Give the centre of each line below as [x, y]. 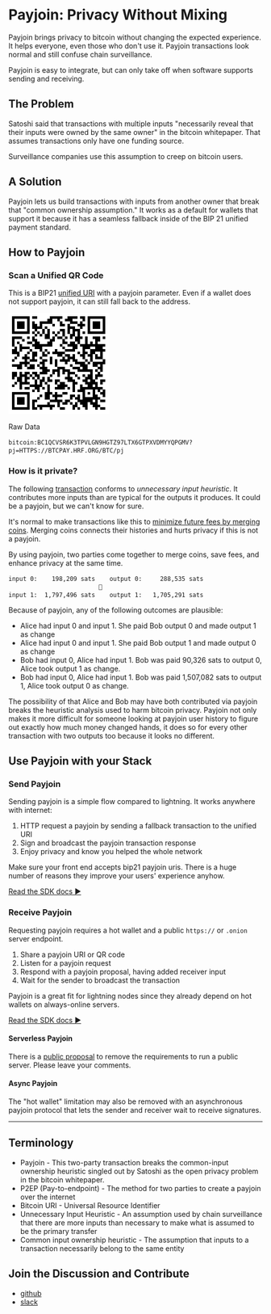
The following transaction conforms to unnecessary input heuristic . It [123, 489]
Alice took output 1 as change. [70, 668]
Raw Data [24, 427]
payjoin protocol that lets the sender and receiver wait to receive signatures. [135, 1110]
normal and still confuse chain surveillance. [81, 54]
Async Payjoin [33, 1084]
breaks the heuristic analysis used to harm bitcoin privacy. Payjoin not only [133, 710]
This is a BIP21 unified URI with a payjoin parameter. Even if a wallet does [130, 293]
